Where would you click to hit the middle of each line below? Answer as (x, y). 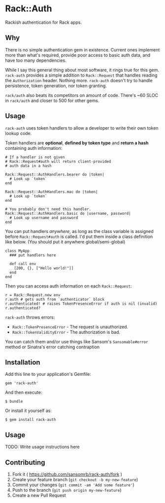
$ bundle (14, 402)
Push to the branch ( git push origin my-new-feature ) (67, 490)
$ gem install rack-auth (31, 420)
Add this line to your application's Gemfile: (48, 374)
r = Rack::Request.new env (33, 295)
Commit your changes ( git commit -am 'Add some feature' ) (73, 485)
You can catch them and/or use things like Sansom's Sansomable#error (77, 341)
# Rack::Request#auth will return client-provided (58, 161)
